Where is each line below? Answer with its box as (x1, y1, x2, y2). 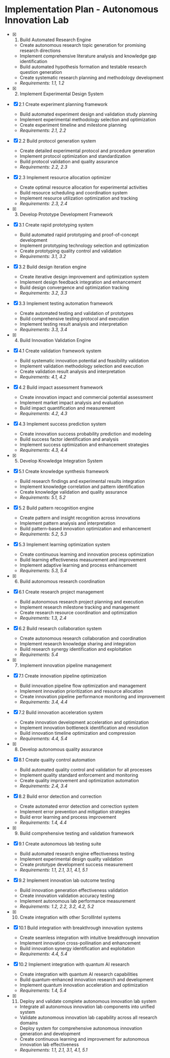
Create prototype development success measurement (19, 861, 133, 867)
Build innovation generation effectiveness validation (19, 887, 128, 893)
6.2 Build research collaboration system (18, 625, 102, 632)
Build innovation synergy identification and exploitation (19, 945, 135, 951)
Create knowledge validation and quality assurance (19, 489, 128, 495)
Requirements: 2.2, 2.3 (19, 164, 68, 170)
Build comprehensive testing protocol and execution (19, 316, 129, 322)
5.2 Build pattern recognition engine (18, 505, 94, 511)
